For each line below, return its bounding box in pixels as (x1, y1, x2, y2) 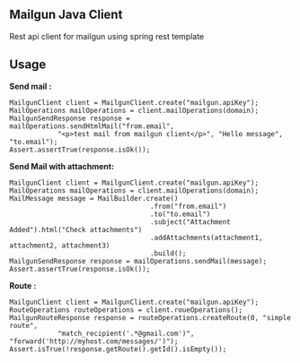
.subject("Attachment (149, 217, 231, 227)
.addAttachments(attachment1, (149, 233, 263, 242)
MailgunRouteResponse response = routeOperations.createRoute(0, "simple (9, 313, 292, 322)
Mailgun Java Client (9, 7, 123, 22)
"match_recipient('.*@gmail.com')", (57, 329, 195, 338)
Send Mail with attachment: (9, 160, 115, 171)
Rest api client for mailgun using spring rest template (9, 30, 205, 41)
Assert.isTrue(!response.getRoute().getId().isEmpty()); (9, 344, 227, 353)
